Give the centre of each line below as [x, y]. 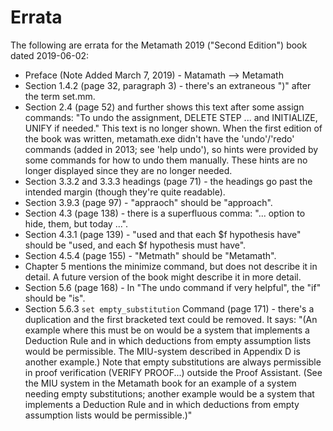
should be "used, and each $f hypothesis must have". [135, 245]
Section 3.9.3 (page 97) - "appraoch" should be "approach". [148, 202]
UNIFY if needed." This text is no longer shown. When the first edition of [173, 128]
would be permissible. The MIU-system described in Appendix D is [162, 351]
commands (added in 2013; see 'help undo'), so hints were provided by [171, 149]
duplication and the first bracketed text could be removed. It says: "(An [171, 319]
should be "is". [55, 298]
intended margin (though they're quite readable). [125, 192]
